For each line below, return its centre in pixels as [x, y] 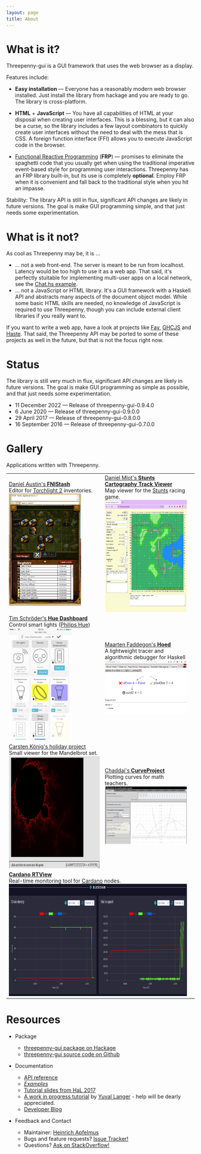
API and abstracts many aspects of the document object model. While [101, 297]
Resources [33, 1020]
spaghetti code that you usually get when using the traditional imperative [105, 163]
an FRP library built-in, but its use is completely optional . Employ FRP [100, 176]
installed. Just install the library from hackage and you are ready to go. [102, 95]
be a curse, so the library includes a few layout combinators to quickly [101, 126]
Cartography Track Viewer [138, 484]
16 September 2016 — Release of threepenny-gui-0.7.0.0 [85, 424]
